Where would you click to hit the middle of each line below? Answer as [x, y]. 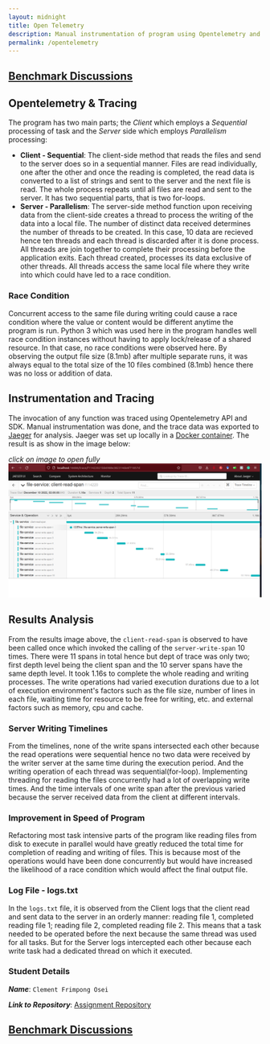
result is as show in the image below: [70, 443]
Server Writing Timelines [58, 728]
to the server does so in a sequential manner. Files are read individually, [139, 164]
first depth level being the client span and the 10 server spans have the [126, 664]
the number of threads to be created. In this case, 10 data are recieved [136, 232]
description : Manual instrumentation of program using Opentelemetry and [135, 34]
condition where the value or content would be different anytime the [121, 322]
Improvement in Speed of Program [77, 818]
